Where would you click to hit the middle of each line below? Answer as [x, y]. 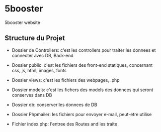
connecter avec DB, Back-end [42, 55]
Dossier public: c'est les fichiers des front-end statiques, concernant [82, 65]
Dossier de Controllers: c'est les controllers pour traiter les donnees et [84, 50]
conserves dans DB [32, 95]
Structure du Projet [35, 38]
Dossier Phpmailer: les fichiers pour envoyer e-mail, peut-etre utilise [82, 114]
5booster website [23, 22]
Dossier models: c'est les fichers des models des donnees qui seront [82, 90]
